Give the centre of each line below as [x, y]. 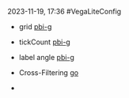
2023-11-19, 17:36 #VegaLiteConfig [64, 11]
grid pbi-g [35, 26]
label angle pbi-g [46, 57]
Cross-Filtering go [49, 73]
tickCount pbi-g [44, 42]
